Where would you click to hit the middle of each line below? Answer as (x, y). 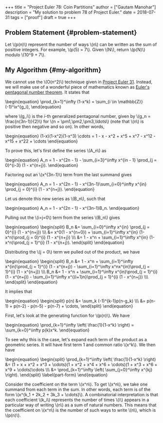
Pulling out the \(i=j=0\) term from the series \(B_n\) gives (63, 217)
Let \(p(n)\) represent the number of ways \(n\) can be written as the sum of (81, 44)
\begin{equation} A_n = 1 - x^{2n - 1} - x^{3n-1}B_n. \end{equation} (72, 208)
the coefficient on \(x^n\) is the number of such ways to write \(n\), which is (81, 410)
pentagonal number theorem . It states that (47, 92)
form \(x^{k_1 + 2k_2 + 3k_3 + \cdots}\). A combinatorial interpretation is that (81, 394)
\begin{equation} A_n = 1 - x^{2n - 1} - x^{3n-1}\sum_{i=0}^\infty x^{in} (76, 184)
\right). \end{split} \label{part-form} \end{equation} (56, 375)
